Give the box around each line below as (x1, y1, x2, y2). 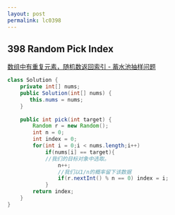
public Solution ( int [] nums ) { (20, 90, 112, 97)
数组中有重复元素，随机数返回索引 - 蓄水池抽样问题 (7, 63, 157, 71)
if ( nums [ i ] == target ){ (44, 149, 115, 156)
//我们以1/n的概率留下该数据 (57, 168, 132, 176)
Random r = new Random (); (32, 123, 109, 130)
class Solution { (7, 77, 59, 84)
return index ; (32, 188, 74, 195)
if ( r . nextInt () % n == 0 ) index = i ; (57, 175, 169, 182)
